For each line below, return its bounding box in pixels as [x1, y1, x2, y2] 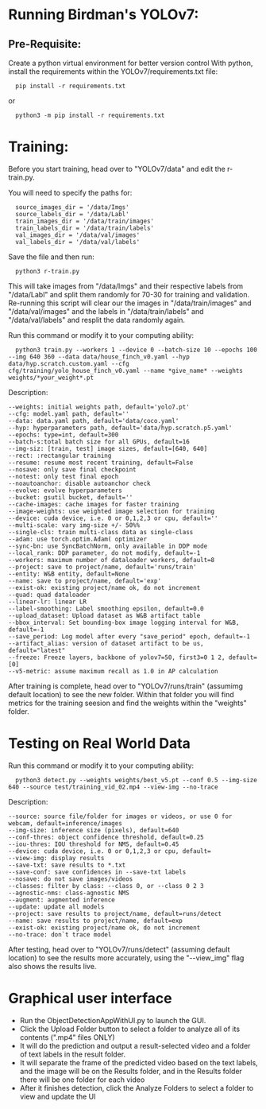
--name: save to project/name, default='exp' [8, 576, 161, 585]
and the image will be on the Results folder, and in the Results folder [19, 1066, 242, 1076]
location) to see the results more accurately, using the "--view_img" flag [8, 952, 245, 963]
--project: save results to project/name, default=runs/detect [8, 909, 222, 917]
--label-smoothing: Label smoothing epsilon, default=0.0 [8, 604, 204, 613]
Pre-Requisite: [8, 37, 82, 51]
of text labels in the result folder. [19, 1049, 125, 1059]
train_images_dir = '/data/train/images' [15, 217, 155, 225]
